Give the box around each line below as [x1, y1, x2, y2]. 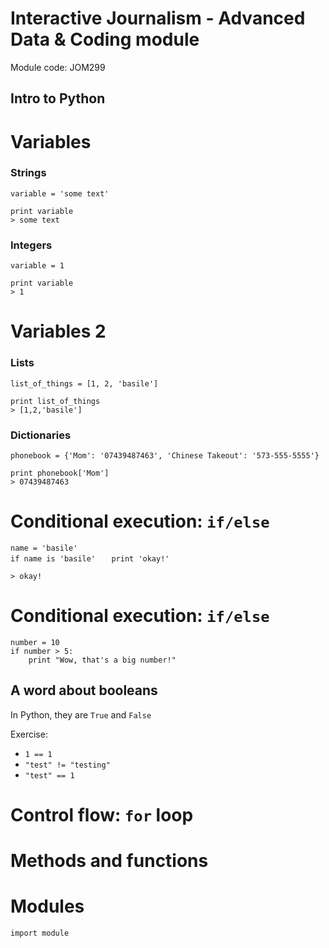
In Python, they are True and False [10, 708, 152, 721]
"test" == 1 [24, 770, 75, 781]
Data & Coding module [10, 28, 200, 51]
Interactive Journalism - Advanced [10, 7, 306, 30]
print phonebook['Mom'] [10, 468, 110, 478]
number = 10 [10, 637, 60, 647]
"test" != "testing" [24, 760, 111, 770]
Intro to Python [10, 90, 106, 107]
